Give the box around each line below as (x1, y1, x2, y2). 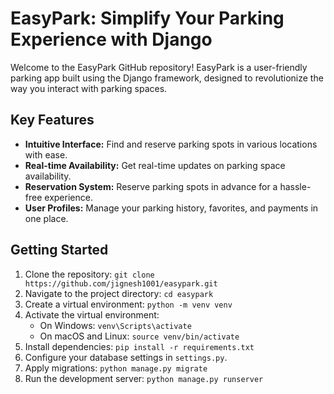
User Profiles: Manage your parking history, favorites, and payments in (24, 202, 319, 214)
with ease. (24, 148, 68, 161)
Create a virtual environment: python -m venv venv (24, 298, 233, 310)
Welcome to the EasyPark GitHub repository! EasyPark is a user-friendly (10, 61, 308, 73)
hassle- (279, 180, 312, 192)
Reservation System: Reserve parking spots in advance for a (24, 180, 278, 192)
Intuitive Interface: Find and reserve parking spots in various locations (24, 138, 318, 150)
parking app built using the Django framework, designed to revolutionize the (10, 72, 324, 84)
